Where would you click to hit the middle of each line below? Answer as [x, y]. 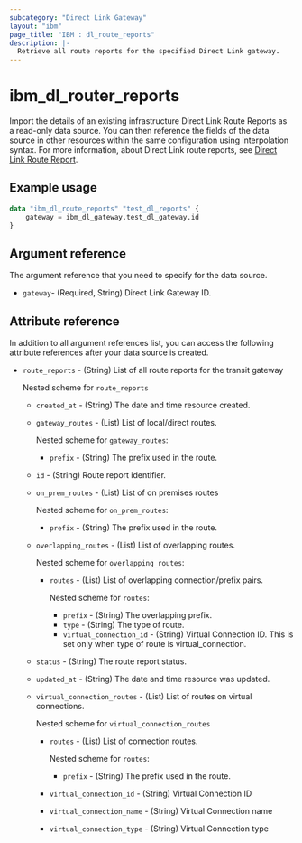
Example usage [53, 187]
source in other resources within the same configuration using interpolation [149, 140]
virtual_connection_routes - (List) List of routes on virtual [144, 697]
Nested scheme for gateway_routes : [102, 440]
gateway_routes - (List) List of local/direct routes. [126, 423]
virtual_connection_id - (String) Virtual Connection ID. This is [178, 634]
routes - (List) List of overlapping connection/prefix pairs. [156, 580]
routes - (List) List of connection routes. [124, 741]
